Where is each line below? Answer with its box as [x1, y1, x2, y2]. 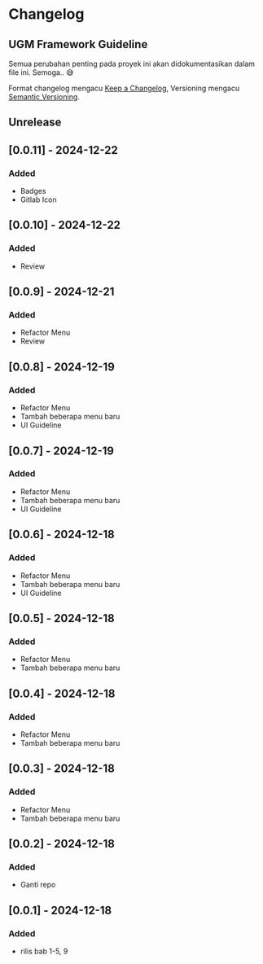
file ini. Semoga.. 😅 [8, 68, 74, 77]
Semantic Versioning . [8, 92, 80, 102]
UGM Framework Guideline [8, 37, 148, 51]
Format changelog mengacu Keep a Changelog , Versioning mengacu [8, 83, 240, 93]
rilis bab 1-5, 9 [20, 946, 68, 956]
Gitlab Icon [20, 195, 57, 204]
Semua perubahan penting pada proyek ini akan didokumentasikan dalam [8, 59, 255, 68]
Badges [20, 186, 46, 196]
